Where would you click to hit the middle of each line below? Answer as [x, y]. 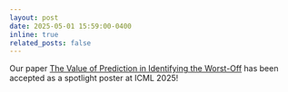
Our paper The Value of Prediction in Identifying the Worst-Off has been [144, 69]
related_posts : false [50, 43]
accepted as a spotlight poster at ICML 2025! [94, 78]
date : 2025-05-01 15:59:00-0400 [70, 26]
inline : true [34, 34]
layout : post [34, 18]
